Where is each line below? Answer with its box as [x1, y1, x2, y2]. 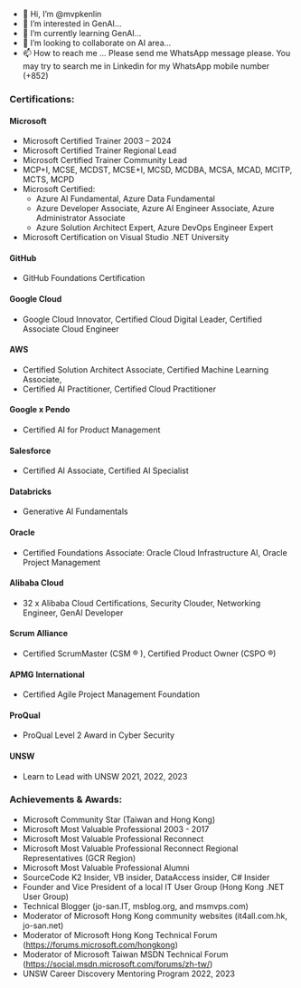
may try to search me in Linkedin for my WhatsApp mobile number [22, 61, 269, 72]
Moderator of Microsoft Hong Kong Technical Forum [22, 929, 218, 940]
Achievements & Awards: [9, 793, 123, 806]
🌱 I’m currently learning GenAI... [22, 28, 142, 38]
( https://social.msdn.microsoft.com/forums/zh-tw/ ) [22, 958, 213, 969]
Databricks [9, 486, 52, 497]
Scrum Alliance [9, 628, 69, 639]
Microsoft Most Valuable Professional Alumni [22, 862, 190, 873]
